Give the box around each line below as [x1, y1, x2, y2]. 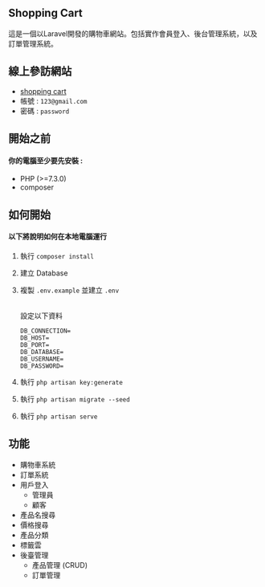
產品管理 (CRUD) [31, 560, 88, 569]
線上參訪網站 [8, 64, 72, 79]
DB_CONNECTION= [19, 327, 71, 335]
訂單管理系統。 [8, 39, 58, 48]
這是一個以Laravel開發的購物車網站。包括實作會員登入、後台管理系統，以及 [8, 28, 258, 39]
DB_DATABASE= [19, 348, 64, 356]
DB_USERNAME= [19, 355, 64, 363]
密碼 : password [19, 106, 70, 116]
